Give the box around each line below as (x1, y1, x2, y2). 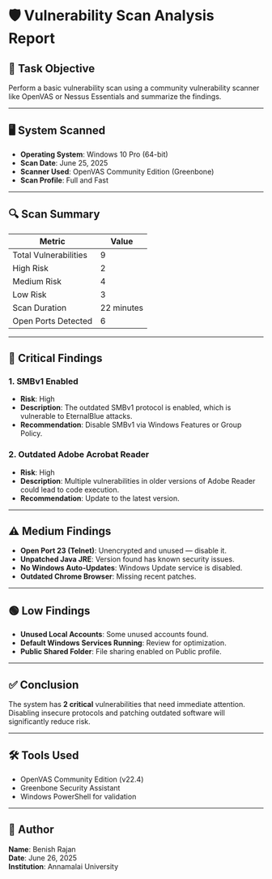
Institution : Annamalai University (8, 861, 119, 871)
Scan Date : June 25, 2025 (19, 157, 108, 167)
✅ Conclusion (8, 678, 79, 692)
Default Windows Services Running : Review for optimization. (19, 638, 227, 648)
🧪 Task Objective (8, 62, 96, 75)
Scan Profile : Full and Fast (19, 175, 109, 185)
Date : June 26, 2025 (8, 853, 78, 863)
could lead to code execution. (19, 485, 120, 494)
